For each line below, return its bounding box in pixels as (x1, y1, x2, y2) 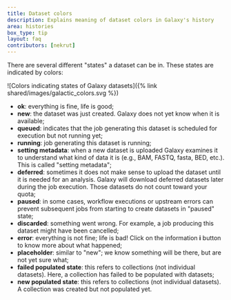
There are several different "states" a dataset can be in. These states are (7, 61, 214, 69)
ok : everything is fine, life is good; (17, 103, 114, 110)
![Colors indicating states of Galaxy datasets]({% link (7, 82, 157, 89)
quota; (17, 190, 36, 198)
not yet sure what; (17, 256, 69, 264)
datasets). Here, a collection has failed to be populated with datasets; (17, 270, 215, 279)
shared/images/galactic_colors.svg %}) (7, 89, 119, 97)
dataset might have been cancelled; (17, 226, 119, 235)
